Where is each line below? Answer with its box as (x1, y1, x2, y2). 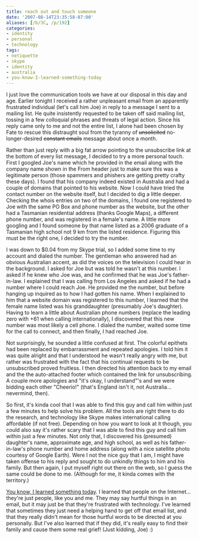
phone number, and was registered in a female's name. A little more (6, 216, 171, 223)
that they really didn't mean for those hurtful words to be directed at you (6, 514, 182, 521)
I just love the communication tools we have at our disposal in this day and (6, 91, 187, 98)
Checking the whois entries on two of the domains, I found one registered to (6, 197, 192, 204)
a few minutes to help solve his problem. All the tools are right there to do (6, 408, 184, 415)
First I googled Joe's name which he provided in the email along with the (6, 159, 183, 166)
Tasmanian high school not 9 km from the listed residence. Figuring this (6, 229, 180, 236)
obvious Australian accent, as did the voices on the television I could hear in (6, 259, 191, 266)
